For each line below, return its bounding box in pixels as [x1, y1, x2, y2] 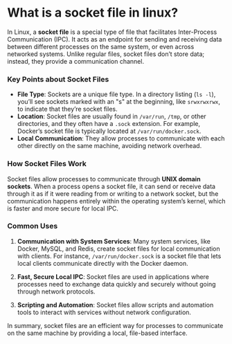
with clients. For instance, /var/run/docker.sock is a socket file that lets [17, 251, 222, 260]
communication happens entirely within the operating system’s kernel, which [7, 197, 226, 205]
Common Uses [7, 221, 58, 231]
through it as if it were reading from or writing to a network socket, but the [7, 189, 219, 198]
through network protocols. [17, 287, 96, 296]
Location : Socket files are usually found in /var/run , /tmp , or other [17, 112, 206, 120]
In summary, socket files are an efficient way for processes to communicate [7, 321, 224, 329]
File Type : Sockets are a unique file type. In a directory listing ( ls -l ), [17, 90, 216, 98]
